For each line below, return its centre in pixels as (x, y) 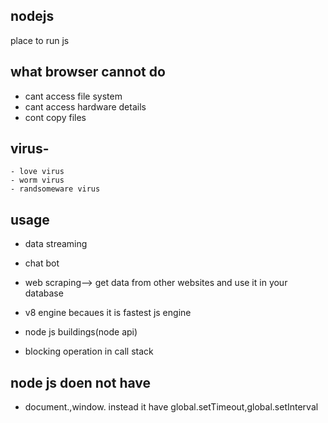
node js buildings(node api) (81, 332)
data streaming (56, 244)
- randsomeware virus (55, 189)
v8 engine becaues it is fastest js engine (108, 313)
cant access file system (73, 96)
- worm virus (37, 180)
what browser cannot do (88, 72)
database (44, 293)
